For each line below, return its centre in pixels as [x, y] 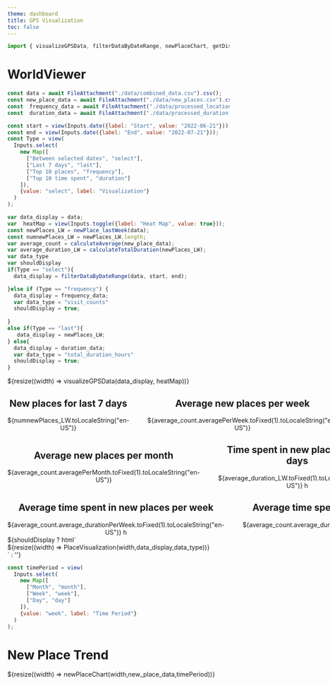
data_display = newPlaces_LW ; [61, 335]
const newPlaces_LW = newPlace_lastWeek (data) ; [79, 230]
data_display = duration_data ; [60, 348]
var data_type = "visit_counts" [61, 302]
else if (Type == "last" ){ [45, 329]
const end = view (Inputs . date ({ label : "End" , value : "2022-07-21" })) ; [113, 132]
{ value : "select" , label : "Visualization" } [85, 191]
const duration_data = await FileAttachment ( [77, 113]
